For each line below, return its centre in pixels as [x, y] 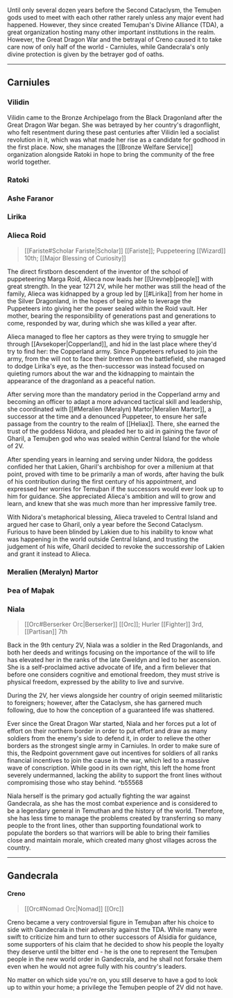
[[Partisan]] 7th [46, 632]
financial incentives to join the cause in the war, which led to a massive [108, 760]
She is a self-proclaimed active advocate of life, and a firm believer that [109, 667]
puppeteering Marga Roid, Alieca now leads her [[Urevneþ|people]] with [110, 279]
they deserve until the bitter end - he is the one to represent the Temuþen [112, 952]
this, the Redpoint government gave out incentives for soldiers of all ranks [113, 753]
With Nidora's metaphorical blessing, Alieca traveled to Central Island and [113, 517]
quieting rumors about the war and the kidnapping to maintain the [101, 373]
